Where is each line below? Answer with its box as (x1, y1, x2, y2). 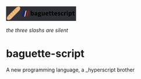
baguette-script (6, 47, 84, 60)
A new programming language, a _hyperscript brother (6, 66, 135, 73)
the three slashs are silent (6, 27, 68, 34)
